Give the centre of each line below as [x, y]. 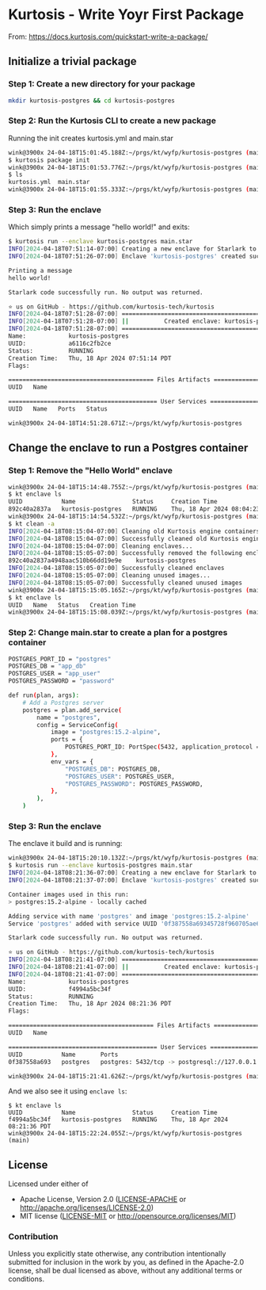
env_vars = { [72, 762]
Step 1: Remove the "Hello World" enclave [90, 471]
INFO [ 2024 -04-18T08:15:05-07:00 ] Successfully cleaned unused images [125, 583]
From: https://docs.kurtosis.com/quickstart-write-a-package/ [108, 36]
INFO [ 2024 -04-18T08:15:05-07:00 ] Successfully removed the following [125, 553]
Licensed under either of [48, 1184]
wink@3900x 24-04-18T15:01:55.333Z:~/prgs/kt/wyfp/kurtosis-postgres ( [129, 189]
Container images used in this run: [68, 894]
